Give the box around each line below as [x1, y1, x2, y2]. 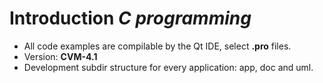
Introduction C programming [9, 7, 252, 30]
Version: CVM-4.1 [23, 50, 98, 62]
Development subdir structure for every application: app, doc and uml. [23, 61, 314, 73]
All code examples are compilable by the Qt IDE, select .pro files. [23, 40, 292, 52]
